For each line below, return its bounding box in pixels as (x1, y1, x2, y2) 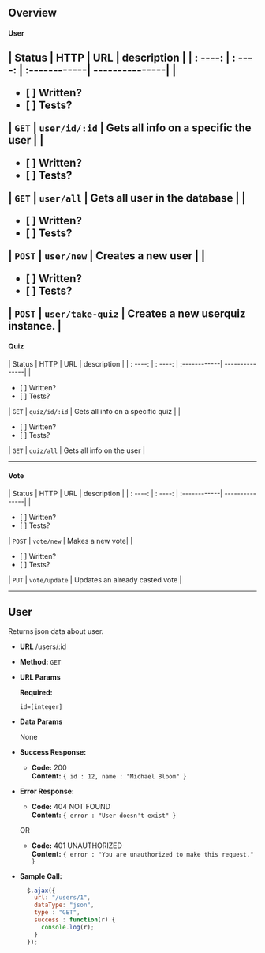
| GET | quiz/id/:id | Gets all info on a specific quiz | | (8, 406, 181, 416)
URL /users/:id (19, 642, 67, 651)
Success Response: (19, 747, 87, 757)
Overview (8, 6, 58, 20)
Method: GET (19, 657, 62, 666)
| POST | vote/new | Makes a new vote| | (8, 536, 133, 545)
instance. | (8, 319, 62, 333)
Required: (19, 687, 53, 697)
